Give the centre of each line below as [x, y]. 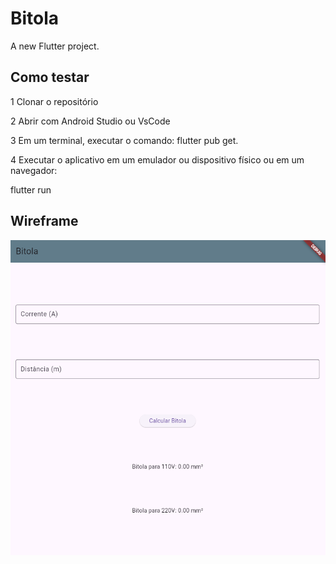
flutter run [31, 189]
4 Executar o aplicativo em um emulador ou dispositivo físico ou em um [157, 159]
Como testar [50, 77]
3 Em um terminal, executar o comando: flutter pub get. [124, 140]
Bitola [35, 18]
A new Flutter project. [55, 46]
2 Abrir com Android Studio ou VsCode [90, 121]
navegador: [34, 170]
